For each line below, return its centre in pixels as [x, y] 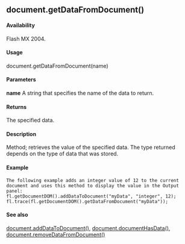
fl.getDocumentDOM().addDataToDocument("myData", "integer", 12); [91, 196]
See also [17, 215]
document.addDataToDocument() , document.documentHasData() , [88, 228]
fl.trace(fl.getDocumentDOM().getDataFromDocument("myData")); [87, 201]
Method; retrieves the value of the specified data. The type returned [91, 148]
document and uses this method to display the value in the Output [93, 186]
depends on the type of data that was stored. [62, 154]
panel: [14, 191]
